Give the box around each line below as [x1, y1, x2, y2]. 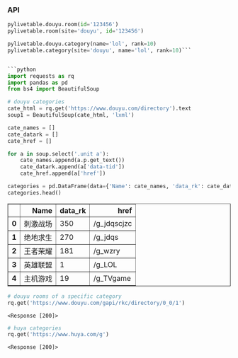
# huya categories [7, 324, 62, 332]
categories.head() [7, 189, 62, 196]
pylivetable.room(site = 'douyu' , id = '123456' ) [7, 28, 144, 35]
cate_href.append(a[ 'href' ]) [20, 170, 106, 178]
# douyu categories [7, 98, 65, 105]
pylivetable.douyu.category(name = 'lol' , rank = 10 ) [7, 40, 157, 47]
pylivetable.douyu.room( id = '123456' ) [7, 21, 119, 28]
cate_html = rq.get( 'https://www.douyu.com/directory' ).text [7, 105, 192, 112]
